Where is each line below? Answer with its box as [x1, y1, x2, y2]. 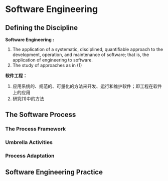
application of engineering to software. [12, 57, 93, 63]
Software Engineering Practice [5, 167, 103, 176]
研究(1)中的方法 [12, 96, 44, 101]
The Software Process [5, 110, 76, 119]
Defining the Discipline [5, 23, 78, 32]
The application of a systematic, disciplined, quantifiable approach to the [12, 46, 163, 52]
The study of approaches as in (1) [12, 62, 82, 68]
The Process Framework [5, 125, 66, 132]
